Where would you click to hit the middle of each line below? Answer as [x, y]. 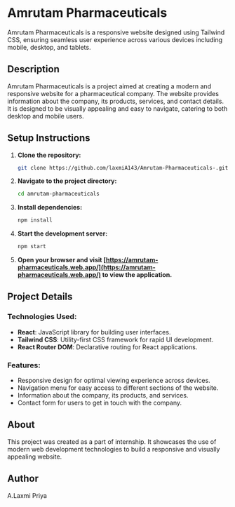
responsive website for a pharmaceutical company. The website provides [113, 93]
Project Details [40, 297]
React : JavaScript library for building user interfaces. [94, 332]
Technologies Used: [42, 317]
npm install [35, 220]
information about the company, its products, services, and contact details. [116, 101]
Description [33, 69]
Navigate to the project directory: [67, 181]
